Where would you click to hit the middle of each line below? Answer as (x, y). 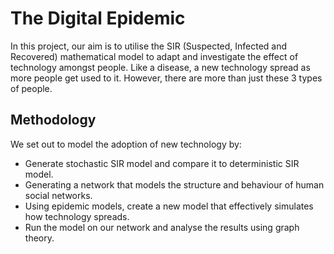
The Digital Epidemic (98, 18)
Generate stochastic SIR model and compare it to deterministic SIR (162, 163)
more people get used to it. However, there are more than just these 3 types (166, 78)
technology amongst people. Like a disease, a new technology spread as (160, 67)
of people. (31, 88)
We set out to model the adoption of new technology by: (126, 144)
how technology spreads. (77, 216)
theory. (39, 238)
